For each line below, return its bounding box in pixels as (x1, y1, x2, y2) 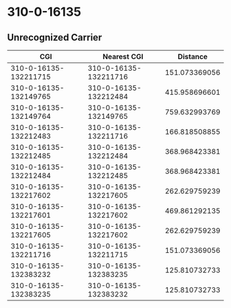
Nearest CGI (102, 52, 144, 61)
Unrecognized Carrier (7, 32, 102, 43)
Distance (177, 52, 208, 61)
